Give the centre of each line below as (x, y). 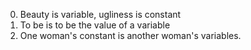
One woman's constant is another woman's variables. (130, 35)
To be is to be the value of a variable (95, 25)
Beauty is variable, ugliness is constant (100, 14)
